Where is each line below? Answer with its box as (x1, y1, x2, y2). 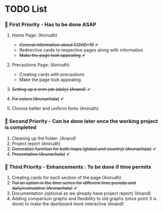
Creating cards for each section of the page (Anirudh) (11, 174, 122, 181)
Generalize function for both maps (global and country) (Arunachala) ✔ (11, 146, 157, 152)
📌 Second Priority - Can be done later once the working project (4, 118, 159, 125)
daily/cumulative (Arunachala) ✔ (11, 185, 78, 191)
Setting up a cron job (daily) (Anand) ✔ (11, 86, 91, 92)
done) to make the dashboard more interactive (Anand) (11, 201, 124, 207)
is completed (4, 124, 37, 131)
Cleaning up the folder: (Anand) (11, 135, 77, 141)
